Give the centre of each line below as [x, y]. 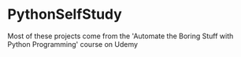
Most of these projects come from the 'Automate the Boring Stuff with [120, 36]
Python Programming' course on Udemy [73, 44]
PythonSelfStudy [65, 14]
